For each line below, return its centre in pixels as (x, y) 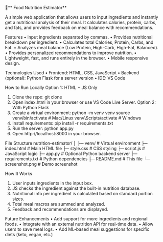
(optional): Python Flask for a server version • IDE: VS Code (65, 78)
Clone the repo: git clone (37, 97)
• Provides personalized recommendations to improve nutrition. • (71, 53)
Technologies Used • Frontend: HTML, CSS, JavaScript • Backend (72, 73)
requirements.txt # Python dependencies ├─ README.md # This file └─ (78, 159)
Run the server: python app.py (43, 128)
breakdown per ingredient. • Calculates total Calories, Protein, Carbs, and (79, 42)
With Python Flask (30, 107)
